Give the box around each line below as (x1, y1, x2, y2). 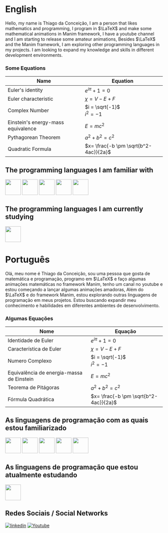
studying (5, 213, 34, 221)
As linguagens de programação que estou (5, 463, 138, 472)
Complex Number (7, 107, 49, 114)
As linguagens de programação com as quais (5, 416, 148, 425)
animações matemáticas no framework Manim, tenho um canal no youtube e (5, 281, 163, 287)
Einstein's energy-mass (7, 119, 64, 126)
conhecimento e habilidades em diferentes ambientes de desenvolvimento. (5, 302, 160, 308)
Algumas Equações (5, 315, 53, 322)
